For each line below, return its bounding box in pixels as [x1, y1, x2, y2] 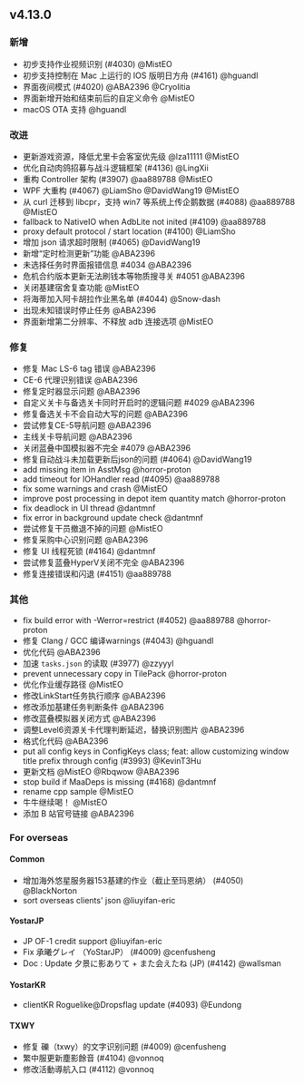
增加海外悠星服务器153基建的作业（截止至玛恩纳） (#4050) [22, 874, 244, 885]
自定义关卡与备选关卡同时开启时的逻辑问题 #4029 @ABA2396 [22, 397, 256, 408]
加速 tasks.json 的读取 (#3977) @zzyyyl [22, 658, 174, 669]
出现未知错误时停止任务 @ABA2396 [22, 304, 157, 316]
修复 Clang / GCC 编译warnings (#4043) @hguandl [22, 635, 214, 646]
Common [9, 854, 45, 864]
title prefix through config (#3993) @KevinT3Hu [22, 755, 201, 766]
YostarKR [9, 979, 46, 990]
